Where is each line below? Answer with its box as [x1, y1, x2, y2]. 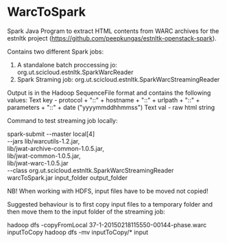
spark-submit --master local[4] [7, 130, 95, 138]
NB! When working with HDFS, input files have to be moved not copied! [7, 187, 208, 195]
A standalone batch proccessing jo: [16, 60, 118, 69]
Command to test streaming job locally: [7, 116, 118, 124]
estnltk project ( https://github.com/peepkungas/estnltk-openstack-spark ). [7, 34, 217, 42]
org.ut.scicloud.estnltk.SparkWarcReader [16, 68, 134, 76]
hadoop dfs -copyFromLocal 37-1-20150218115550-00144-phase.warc [7, 220, 207, 229]
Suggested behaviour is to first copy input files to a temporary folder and [7, 200, 213, 208]
